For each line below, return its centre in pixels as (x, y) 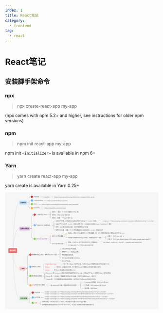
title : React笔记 (22, 15)
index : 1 (14, 10)
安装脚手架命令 (27, 81)
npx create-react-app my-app (47, 106)
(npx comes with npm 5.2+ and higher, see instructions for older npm (74, 115)
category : (15, 20)
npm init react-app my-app (44, 144)
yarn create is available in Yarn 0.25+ (42, 186)
